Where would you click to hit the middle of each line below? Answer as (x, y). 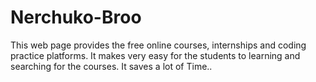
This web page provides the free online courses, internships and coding (158, 45)
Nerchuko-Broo (76, 17)
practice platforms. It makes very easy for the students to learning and (155, 55)
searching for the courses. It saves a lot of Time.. (111, 66)
